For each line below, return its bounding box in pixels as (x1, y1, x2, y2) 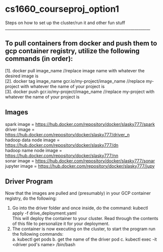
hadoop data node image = (5, 137, 60, 143)
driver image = (5, 126, 35, 132)
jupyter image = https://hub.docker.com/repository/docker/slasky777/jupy (5, 163, 155, 169)
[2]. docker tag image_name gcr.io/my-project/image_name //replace (5, 78, 145, 84)
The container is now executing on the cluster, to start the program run (12, 226, 156, 232)
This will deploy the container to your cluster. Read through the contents (12, 216, 159, 221)
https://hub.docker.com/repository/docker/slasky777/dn (5, 142, 119, 148)
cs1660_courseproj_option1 (5, 3, 119, 15)
